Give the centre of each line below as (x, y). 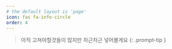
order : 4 (17, 22)
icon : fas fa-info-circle (38, 17)
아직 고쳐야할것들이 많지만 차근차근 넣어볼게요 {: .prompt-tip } (93, 40)
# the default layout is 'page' (46, 12)
